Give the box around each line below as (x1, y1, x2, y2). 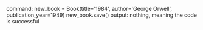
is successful (6, 18, 40, 25)
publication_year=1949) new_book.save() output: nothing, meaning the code (6, 11, 198, 19)
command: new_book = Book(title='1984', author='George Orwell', (6, 5, 172, 12)
